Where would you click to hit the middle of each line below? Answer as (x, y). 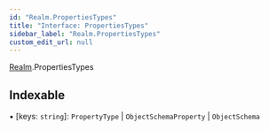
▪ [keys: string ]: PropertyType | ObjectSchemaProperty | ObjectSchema (134, 117)
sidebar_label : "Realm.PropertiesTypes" (85, 34)
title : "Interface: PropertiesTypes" (79, 26)
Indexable (37, 95)
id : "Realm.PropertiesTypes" (63, 17)
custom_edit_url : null (51, 42)
